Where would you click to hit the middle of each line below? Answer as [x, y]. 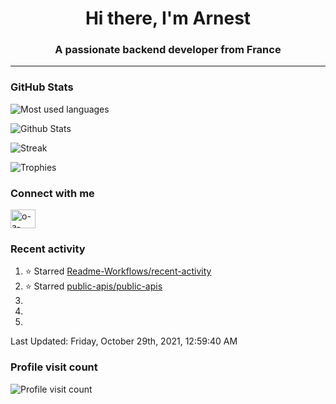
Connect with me [52, 193]
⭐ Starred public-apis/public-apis [93, 286]
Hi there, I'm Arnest [168, 18]
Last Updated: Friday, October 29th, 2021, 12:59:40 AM [124, 341]
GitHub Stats [42, 87]
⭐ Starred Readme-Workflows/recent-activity [118, 271]
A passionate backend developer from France [168, 50]
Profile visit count [54, 367]
